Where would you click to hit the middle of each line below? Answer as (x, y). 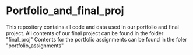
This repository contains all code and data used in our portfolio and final (92, 27)
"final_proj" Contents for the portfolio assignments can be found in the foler (97, 39)
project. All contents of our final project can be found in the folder (85, 33)
